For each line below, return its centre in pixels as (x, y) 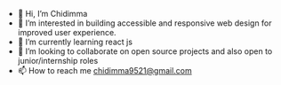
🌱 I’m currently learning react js (75, 42)
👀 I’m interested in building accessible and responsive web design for (145, 23)
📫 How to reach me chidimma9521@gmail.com (105, 70)
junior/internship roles (58, 61)
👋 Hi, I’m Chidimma (52, 14)
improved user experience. (67, 32)
